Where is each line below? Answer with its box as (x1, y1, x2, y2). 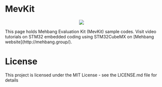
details (5, 77, 18, 83)
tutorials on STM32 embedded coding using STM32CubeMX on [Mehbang (5, 34, 154, 39)
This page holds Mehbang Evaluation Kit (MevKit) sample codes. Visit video (5, 28, 157, 35)
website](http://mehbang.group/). (5, 39, 72, 45)
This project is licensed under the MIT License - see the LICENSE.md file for (5, 72, 157, 78)
